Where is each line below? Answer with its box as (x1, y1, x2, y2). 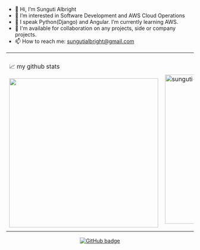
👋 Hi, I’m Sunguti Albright (14, 6, 77, 13)
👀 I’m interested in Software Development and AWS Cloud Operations (14, 12, 186, 19)
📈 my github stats (9, 62, 60, 70)
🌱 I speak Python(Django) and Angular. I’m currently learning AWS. (14, 18, 179, 25)
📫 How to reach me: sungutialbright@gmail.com (14, 38, 135, 45)
